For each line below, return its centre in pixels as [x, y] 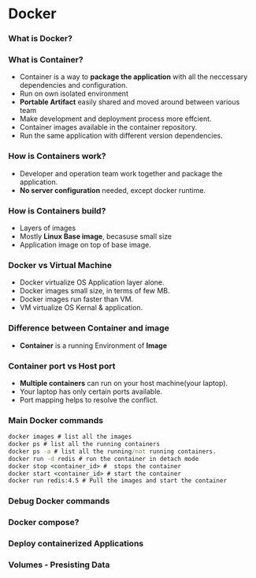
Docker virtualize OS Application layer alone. [92, 282]
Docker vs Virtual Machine [60, 265]
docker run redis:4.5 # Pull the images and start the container [117, 481]
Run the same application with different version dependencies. [121, 136]
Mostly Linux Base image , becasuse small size [95, 236]
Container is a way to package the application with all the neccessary [134, 77]
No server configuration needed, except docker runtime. [113, 190]
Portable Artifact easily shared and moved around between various [130, 102]
